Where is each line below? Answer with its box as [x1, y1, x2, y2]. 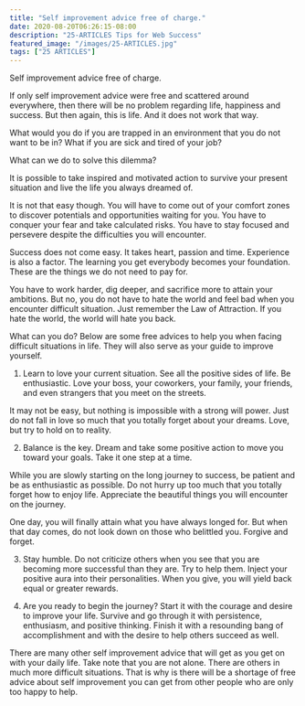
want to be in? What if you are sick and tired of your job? [9, 137, 222, 148]
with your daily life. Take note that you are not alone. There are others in [9, 658, 280, 669]
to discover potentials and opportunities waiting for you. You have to [9, 209, 267, 220]
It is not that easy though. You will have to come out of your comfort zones [9, 200, 290, 211]
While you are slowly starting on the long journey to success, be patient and [9, 470, 295, 481]
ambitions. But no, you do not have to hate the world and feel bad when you [9, 294, 295, 305]
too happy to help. [9, 687, 79, 698]
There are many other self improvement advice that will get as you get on [9, 647, 285, 658]
